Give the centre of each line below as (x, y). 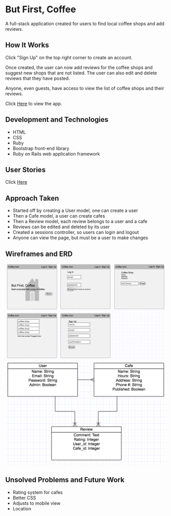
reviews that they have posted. (38, 78)
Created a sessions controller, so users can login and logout (76, 232)
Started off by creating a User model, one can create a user (75, 210)
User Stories (26, 170)
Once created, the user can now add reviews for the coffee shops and (79, 67)
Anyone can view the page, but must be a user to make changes (80, 238)
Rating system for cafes (38, 492)
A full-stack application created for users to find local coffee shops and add (85, 24)
